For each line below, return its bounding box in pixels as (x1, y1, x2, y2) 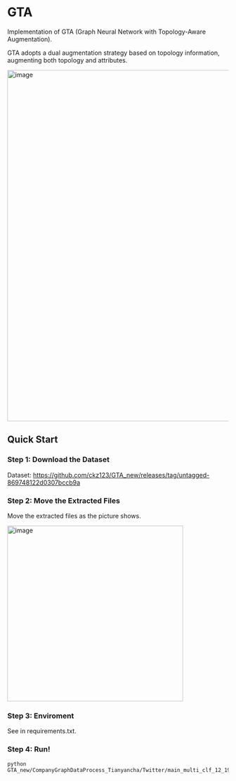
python (7, 760, 27, 768)
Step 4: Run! (7, 744, 51, 754)
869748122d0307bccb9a (7, 478, 81, 487)
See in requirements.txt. (7, 727, 77, 735)
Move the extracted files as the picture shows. (7, 511, 142, 520)
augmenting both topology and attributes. (7, 55, 128, 64)
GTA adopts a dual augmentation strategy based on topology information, (7, 48, 220, 57)
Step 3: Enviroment (7, 711, 74, 721)
